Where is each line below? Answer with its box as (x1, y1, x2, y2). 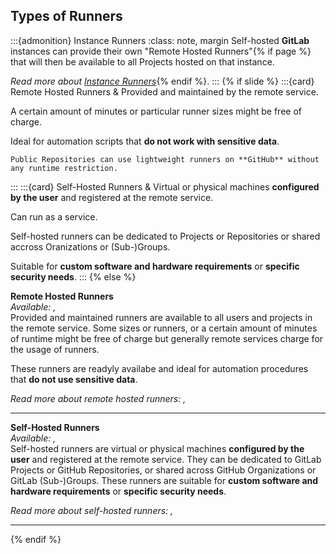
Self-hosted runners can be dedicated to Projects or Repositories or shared (10, 230, 321, 242)
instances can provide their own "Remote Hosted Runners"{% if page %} (10, 45, 312, 57)
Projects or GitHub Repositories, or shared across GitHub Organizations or (10, 464, 317, 476)
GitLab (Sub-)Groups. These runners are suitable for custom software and (10, 474, 319, 486)
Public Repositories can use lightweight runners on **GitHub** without (10, 154, 320, 164)
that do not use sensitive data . (10, 373, 138, 385)
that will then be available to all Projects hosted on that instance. (10, 55, 275, 68)
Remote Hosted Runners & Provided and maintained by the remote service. (10, 85, 319, 98)
